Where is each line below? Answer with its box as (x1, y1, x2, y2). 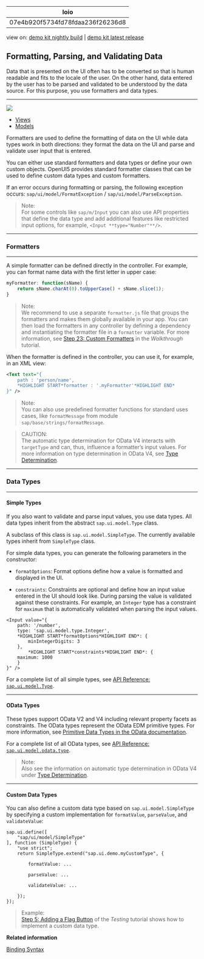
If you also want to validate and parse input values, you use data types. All (6, 512, 192, 520)
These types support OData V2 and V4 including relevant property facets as (6, 715, 197, 723)
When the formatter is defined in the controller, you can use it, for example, (6, 353, 194, 360)
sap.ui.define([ (6, 829, 47, 835)
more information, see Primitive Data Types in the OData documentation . (6, 728, 188, 735)
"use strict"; (17, 845, 53, 852)
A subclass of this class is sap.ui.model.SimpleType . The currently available (6, 531, 195, 538)
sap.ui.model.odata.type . (6, 746, 71, 754)
